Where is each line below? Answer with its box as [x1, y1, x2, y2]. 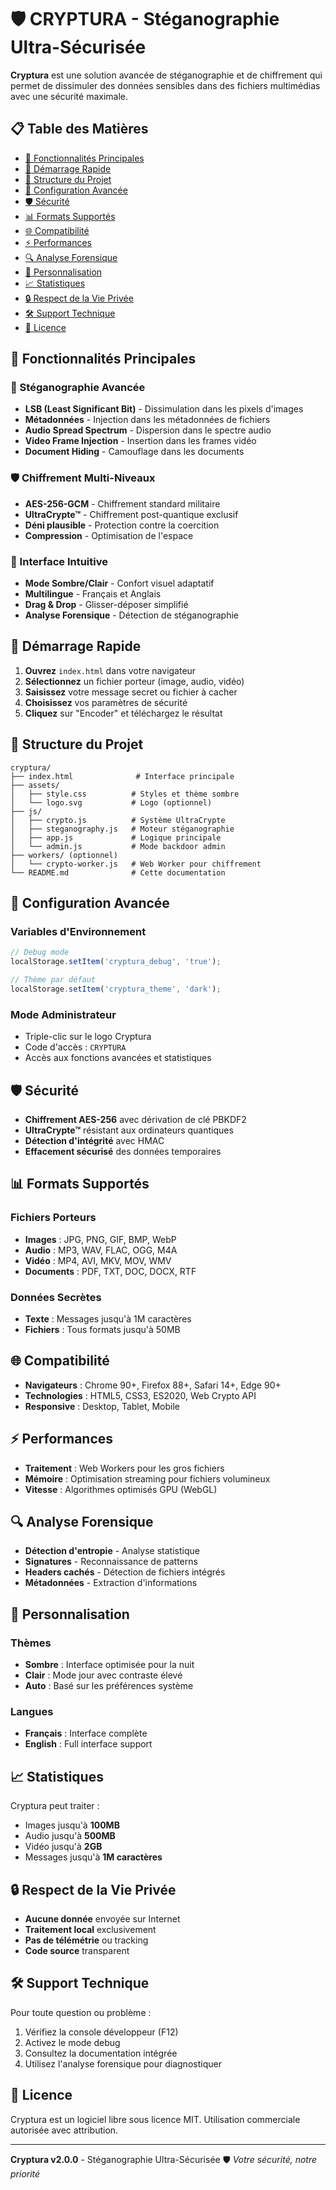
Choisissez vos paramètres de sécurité [24, 696, 188, 708]
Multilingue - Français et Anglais [24, 588, 162, 600]
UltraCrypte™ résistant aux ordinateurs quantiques [24, 1124, 234, 1136]
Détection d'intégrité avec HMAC [24, 1134, 165, 1146]
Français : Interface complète [24, 1727, 148, 1740]
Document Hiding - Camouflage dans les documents [24, 446, 245, 458]
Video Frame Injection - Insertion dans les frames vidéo [24, 435, 257, 447]
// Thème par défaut [10, 975, 97, 985]
